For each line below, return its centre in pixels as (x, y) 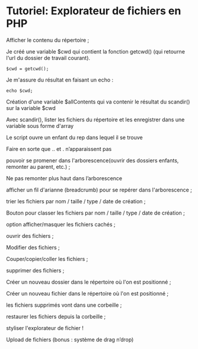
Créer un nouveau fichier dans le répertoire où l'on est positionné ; (87, 293)
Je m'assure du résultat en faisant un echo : (60, 80)
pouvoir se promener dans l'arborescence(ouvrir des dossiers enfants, (92, 160)
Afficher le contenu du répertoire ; (48, 40)
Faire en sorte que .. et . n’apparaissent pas (59, 149)
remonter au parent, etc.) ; (38, 166)
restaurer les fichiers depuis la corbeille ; (56, 316)
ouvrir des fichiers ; (30, 235)
